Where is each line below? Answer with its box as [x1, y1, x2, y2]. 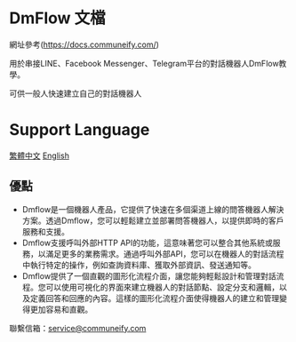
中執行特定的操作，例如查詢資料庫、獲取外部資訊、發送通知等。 [21, 259, 256, 270]
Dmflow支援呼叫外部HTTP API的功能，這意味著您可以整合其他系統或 [21, 237, 274, 248]
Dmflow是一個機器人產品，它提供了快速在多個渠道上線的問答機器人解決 [21, 203, 284, 214]
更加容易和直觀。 [29, 304, 93, 314]
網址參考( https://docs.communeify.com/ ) [9, 39, 160, 50]
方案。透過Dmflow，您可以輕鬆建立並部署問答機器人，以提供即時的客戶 [21, 215, 284, 226]
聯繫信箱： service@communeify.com [9, 322, 147, 333]
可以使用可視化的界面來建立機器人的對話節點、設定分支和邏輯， [45, 282, 280, 292]
